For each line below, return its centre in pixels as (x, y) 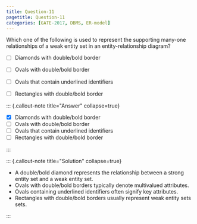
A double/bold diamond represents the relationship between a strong (99, 172)
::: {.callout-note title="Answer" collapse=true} (63, 106)
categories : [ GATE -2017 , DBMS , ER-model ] (58, 23)
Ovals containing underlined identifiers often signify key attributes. (96, 191)
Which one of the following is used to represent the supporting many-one (96, 40)
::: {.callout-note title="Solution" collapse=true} (64, 161)
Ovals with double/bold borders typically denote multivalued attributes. (102, 185)
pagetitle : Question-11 (36, 17)
